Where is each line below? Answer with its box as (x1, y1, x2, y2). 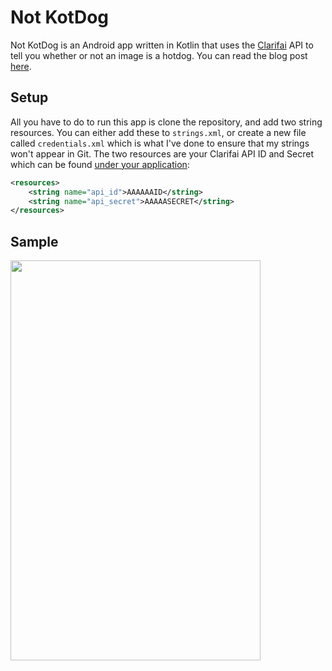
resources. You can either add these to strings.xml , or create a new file (10, 126, 307, 138)
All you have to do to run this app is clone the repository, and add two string (10, 116, 323, 128)
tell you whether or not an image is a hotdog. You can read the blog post (10, 49, 308, 61)
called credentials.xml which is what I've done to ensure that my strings (10, 137, 310, 149)
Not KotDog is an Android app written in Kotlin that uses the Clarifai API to (10, 39, 314, 51)
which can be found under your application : (10, 158, 190, 170)
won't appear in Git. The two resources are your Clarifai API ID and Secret (10, 147, 315, 160)
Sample (10, 233, 59, 250)
